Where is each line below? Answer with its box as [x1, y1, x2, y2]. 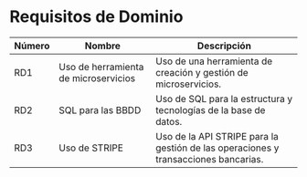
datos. [154, 115, 183, 128]
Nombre [84, 39, 122, 52]
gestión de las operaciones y [154, 141, 280, 154]
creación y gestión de [154, 66, 249, 78]
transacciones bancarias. [154, 152, 264, 165]
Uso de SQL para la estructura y [154, 92, 293, 105]
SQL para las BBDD [58, 103, 142, 116]
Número [14, 39, 50, 52]
